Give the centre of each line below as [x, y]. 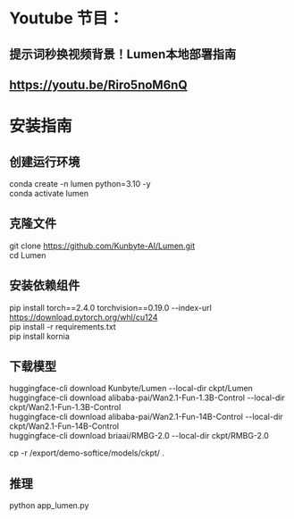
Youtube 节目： [67, 18]
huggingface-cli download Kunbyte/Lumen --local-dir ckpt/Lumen [131, 389]
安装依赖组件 [45, 285]
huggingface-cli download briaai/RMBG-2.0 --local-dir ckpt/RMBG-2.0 [139, 436]
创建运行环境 [45, 162]
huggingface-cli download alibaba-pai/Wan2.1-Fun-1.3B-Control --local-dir [147, 398]
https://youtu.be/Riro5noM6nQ [98, 84]
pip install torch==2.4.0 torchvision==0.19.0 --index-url [110, 307]
